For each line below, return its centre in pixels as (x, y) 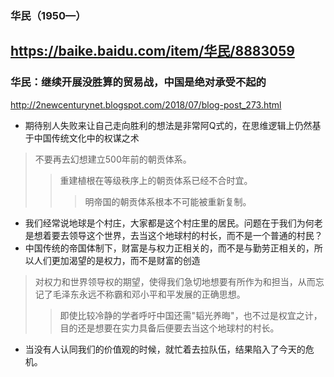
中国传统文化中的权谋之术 (86, 138)
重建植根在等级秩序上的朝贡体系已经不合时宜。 (156, 180)
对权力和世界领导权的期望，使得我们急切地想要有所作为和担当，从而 (175, 281)
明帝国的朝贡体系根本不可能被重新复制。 (168, 201)
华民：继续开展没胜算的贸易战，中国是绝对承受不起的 (138, 82)
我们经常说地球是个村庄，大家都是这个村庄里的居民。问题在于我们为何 (169, 223)
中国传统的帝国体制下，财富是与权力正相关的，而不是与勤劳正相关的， (169, 248)
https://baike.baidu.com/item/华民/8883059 (152, 51)
